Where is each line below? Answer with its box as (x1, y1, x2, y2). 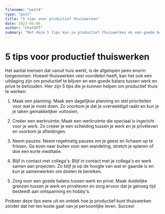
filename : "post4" (5, 7, 43, 12)
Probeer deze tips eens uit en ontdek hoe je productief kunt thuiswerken (5, 198, 152, 204)
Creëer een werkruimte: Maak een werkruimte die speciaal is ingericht (12, 118, 155, 123)
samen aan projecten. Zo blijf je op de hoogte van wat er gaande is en (12, 163, 154, 169)
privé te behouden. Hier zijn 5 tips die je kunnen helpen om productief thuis (5, 83, 158, 89)
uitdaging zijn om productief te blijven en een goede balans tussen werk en (5, 78, 158, 84)
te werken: (5, 88, 27, 94)
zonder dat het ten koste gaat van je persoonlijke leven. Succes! (5, 203, 135, 209)
